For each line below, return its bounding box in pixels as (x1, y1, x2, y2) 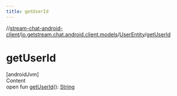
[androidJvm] (6, 71, 40, 78)
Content (6, 77, 26, 84)
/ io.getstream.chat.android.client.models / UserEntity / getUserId (19, 30, 171, 38)
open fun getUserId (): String (6, 83, 75, 90)
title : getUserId (6, 8, 49, 15)
